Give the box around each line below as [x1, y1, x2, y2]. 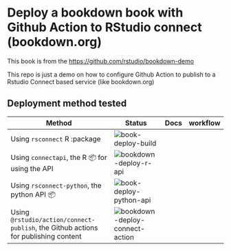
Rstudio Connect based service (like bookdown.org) [7, 77, 155, 86]
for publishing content [10, 231, 82, 241]
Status [124, 118, 148, 128]
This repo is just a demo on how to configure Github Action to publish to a [7, 70, 216, 79]
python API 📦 [10, 190, 56, 199]
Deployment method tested [7, 98, 127, 110]
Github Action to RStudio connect [7, 19, 203, 35]
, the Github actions [35, 223, 98, 232]
